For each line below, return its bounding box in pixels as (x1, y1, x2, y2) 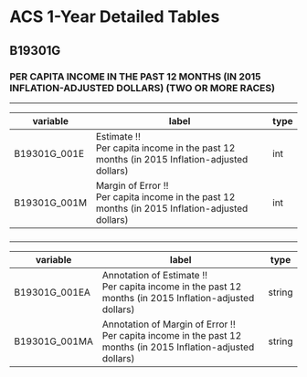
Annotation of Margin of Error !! (101, 318, 236, 330)
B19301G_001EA (14, 286, 91, 298)
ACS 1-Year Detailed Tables (9, 6, 220, 27)
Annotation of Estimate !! (101, 268, 208, 281)
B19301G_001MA (14, 335, 94, 348)
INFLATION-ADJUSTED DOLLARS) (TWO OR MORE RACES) (9, 81, 276, 94)
